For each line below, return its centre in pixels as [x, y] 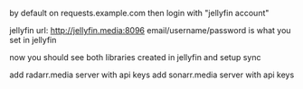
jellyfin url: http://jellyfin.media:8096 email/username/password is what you [150, 30]
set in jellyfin [33, 40]
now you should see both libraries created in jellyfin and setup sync [135, 57]
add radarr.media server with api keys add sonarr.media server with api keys [152, 75]
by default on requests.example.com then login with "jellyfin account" [139, 13]
